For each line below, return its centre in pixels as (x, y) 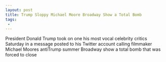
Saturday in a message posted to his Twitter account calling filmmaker (79, 44)
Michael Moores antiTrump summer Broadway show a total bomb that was (83, 49)
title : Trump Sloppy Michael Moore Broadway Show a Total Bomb (74, 15)
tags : (11, 19)
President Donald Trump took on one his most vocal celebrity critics (76, 39)
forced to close (21, 55)
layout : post (19, 10)
